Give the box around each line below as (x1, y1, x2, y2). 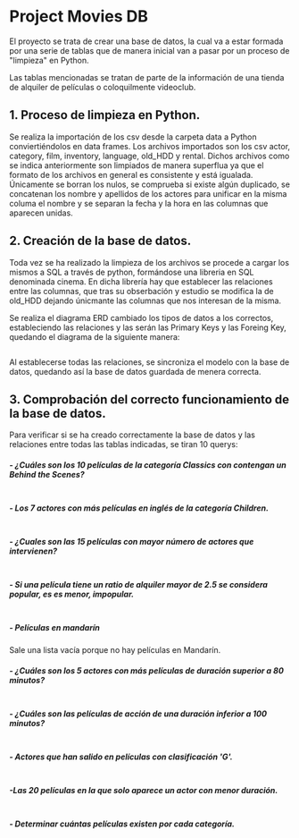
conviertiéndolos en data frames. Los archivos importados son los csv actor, (9, 140, 291, 151)
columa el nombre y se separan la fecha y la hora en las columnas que (9, 198, 269, 208)
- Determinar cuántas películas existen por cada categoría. (9, 818, 235, 829)
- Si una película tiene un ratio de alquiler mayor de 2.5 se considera (9, 579, 268, 589)
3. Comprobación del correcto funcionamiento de (9, 392, 290, 407)
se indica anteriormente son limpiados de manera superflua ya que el (9, 159, 264, 171)
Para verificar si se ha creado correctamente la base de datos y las (9, 429, 256, 440)
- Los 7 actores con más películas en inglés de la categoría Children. (9, 503, 270, 513)
